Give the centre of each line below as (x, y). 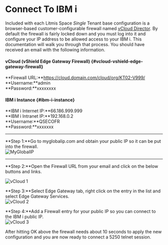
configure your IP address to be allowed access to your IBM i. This (73, 39)
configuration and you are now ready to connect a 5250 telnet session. (78, 237)
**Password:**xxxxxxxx (31, 88)
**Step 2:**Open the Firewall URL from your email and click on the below (82, 166)
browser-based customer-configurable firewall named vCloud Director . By (82, 28)
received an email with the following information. (55, 50)
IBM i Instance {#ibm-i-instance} (40, 100)
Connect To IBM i (41, 9)
